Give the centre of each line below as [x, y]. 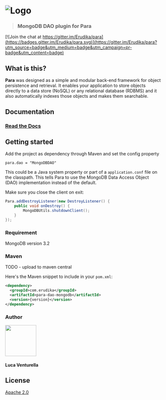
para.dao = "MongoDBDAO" [31, 163]
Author [14, 317]
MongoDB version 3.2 [27, 244]
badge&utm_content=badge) [35, 53]
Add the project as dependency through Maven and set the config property [82, 154]
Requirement [21, 232]
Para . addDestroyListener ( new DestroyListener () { [58, 201]
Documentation [30, 112]
